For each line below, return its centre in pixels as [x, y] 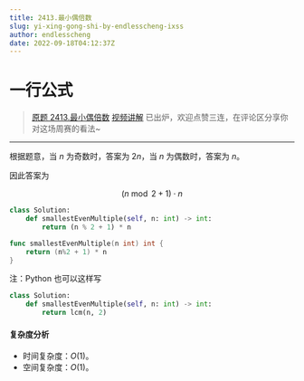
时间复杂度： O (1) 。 [58, 356]
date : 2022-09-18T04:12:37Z [62, 43]
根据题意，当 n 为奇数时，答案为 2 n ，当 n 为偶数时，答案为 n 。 [127, 157]
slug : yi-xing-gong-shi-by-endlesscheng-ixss [96, 26]
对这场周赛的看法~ [66, 129]
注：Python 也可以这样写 [56, 279]
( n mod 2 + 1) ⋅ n [152, 194]
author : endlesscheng [50, 34]
